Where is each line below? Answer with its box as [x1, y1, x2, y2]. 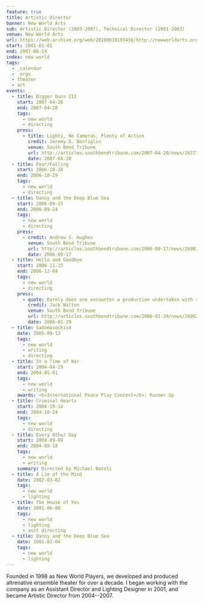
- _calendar [11, 65, 42, 72]
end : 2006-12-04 [17, 268, 59, 275]
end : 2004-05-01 [17, 369, 59, 376]
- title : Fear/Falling [11, 161, 69, 167]
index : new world [6, 54, 50, 60]
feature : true [6, 8, 42, 15]
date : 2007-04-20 [28, 155, 71, 161]
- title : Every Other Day [11, 432, 77, 438]
